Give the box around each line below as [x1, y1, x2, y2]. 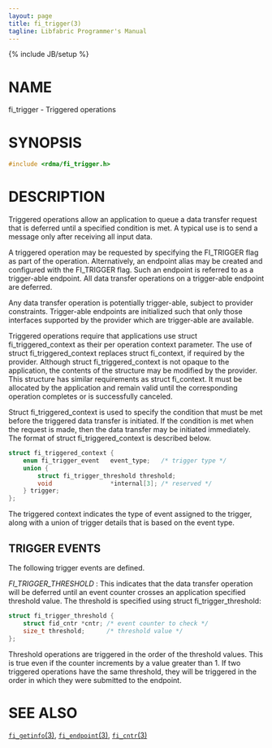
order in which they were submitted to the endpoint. [8, 675, 182, 685]
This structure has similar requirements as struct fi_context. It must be [8, 374, 243, 384]
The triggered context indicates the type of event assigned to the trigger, [8, 510, 253, 519]
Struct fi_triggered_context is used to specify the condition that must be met [8, 408, 263, 418]
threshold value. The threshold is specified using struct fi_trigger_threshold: [8, 596, 261, 606]
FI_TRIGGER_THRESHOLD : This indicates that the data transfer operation [8, 579, 253, 588]
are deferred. [8, 282, 53, 292]
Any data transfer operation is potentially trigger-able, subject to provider [8, 298, 253, 308]
